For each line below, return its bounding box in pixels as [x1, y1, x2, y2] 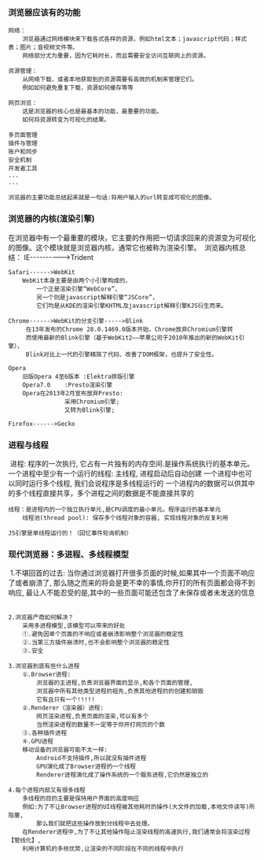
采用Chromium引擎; [64, 398, 120, 406]
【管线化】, [8, 836, 42, 844]
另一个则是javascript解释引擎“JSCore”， [36, 293, 159, 301]
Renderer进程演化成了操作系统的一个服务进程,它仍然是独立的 [36, 771, 209, 779]
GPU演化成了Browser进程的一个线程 [36, 762, 136, 771]
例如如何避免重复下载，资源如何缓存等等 [22, 84, 134, 92]
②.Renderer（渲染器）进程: [22, 704, 104, 712]
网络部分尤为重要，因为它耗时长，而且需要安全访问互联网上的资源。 [22, 52, 210, 60]
